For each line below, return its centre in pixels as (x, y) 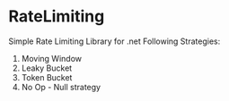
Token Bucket (47, 77)
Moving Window (52, 58)
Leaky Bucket (47, 68)
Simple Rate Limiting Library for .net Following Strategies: (114, 41)
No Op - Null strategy (61, 87)
